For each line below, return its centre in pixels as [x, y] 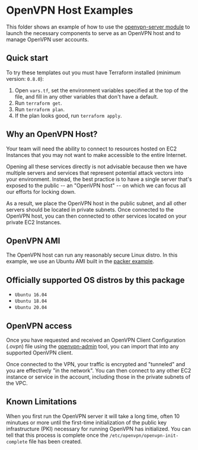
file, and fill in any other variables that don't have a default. [87, 96]
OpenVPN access [39, 325]
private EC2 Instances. [34, 222]
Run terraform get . [38, 103]
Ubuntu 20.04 [31, 308]
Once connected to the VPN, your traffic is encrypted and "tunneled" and [96, 364]
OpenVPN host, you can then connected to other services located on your [96, 216]
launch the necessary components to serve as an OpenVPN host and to [93, 33]
